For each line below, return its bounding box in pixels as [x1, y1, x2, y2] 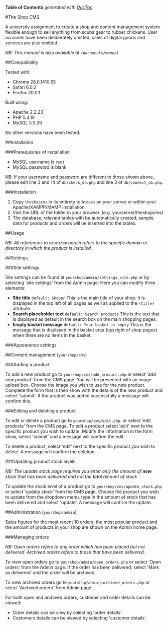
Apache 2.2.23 [12, 109, 44, 115]
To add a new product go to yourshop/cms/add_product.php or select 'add [5, 371, 156, 377]
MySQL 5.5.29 [12, 120, 42, 125]
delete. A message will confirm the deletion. [5, 449, 96, 455]
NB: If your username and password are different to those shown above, [5, 174, 154, 180]
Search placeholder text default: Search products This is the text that [12, 311, 159, 317]
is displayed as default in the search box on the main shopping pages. [12, 316, 157, 322]
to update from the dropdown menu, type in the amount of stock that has [5, 494, 156, 500]
